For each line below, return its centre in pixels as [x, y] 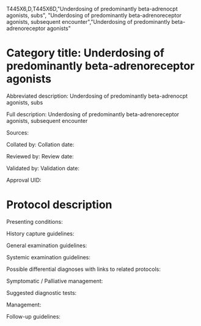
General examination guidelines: [47, 245]
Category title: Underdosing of [86, 53]
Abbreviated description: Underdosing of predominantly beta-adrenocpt [97, 96]
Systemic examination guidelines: [48, 257]
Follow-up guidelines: [34, 316]
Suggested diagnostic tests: [42, 292]
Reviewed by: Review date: [40, 156]
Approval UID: [24, 180]
